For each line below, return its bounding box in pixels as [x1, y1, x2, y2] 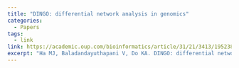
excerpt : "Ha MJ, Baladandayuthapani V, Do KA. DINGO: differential [7, 50, 215, 57]
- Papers [14, 23, 40, 30]
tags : [7, 30, 23, 38]
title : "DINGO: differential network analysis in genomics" [7, 10, 190, 18]
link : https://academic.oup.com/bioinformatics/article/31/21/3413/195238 [7, 43, 234, 50]
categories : [7, 17, 43, 24]
